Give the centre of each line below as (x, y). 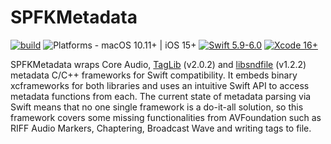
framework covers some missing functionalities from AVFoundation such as (166, 117)
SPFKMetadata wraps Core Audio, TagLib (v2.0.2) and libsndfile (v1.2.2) (158, 64)
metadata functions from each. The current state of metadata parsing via (161, 96)
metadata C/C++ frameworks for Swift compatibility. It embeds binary (154, 75)
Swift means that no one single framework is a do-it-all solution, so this (157, 107)
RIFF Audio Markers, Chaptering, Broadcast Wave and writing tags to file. (161, 128)
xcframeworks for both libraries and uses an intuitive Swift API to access (160, 85)
